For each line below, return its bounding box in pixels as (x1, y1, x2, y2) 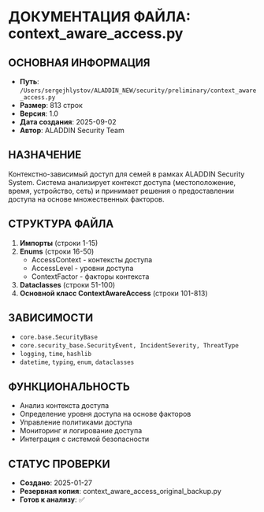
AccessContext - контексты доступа (31, 254, 153, 264)
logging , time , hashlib (19, 349, 92, 358)
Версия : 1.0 (19, 109, 59, 118)
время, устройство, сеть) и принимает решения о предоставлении (8, 186, 235, 195)
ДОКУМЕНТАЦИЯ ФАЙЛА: (8, 8, 191, 26)
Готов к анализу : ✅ (19, 495, 85, 504)
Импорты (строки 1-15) (19, 238, 99, 247)
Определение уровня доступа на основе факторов (19, 410, 191, 419)
